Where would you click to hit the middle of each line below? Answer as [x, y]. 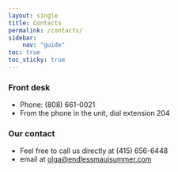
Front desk [29, 87]
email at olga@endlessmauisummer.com [85, 159]
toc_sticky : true [37, 60]
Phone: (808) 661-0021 [57, 105]
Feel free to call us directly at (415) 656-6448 [94, 151]
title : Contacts [35, 23]
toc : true [25, 52]
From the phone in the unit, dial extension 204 [95, 113]
